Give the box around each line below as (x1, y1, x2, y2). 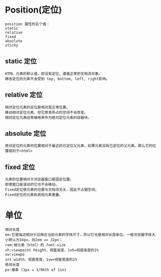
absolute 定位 (5, 129, 46, 138)
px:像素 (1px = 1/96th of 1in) (5, 267, 67, 273)
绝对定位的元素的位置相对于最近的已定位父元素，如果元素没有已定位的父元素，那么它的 (5, 143, 153, 148)
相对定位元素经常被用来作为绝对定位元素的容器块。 (5, 115, 92, 120)
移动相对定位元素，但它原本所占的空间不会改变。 (5, 110, 88, 115)
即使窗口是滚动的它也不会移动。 (5, 182, 59, 187)
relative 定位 (5, 91, 43, 99)
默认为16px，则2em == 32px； (8, 238, 63, 243)
